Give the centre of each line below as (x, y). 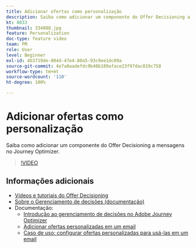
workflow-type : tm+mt (33, 72)
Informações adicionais (50, 181)
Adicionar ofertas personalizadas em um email (80, 226)
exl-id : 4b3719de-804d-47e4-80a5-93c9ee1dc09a (64, 60)
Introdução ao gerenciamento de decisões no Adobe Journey (98, 214)
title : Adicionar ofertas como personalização (64, 11)
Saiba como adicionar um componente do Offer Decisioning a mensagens (95, 145)
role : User (19, 50)
